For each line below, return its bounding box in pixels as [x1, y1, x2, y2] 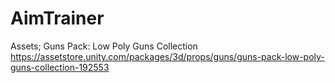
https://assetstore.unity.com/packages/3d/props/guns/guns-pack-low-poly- [10, 50, 325, 62]
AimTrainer [10, 7, 105, 30]
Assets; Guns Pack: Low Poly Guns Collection [10, 40, 198, 52]
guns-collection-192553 [10, 61, 110, 73]
